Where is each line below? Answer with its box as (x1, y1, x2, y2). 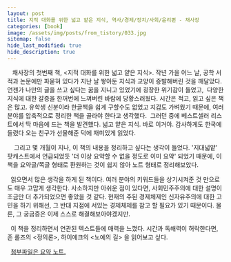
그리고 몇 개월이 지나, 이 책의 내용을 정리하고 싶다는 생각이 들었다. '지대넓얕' (13, 143, 218, 152)
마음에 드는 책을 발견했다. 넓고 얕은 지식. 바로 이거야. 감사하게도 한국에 (32, 120, 222, 128)
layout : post (7, 10, 45, 17)
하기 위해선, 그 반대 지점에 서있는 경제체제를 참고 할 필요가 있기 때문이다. (19, 201, 215, 209)
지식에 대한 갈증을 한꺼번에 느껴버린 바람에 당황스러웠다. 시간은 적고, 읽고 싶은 (7, 94, 217, 102)
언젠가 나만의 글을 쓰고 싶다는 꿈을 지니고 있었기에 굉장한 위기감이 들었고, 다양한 (7, 85, 224, 94)
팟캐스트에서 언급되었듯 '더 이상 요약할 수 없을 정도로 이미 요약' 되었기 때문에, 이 (7, 152, 222, 160)
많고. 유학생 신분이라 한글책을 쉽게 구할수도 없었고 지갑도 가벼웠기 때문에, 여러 (14, 103, 224, 111)
